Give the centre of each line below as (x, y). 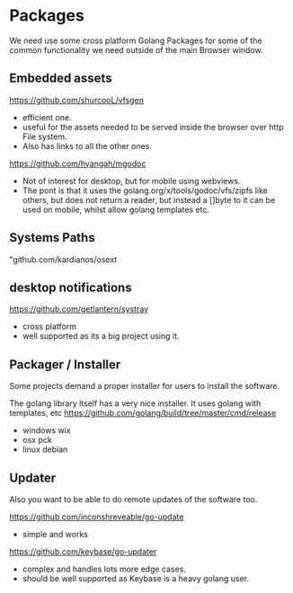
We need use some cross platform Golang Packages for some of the (136, 40)
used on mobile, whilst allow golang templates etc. (115, 209)
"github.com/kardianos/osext (63, 259)
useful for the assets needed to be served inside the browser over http (153, 127)
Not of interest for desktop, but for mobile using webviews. (131, 181)
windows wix (46, 430)
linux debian (45, 449)
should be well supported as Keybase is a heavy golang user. (136, 579)
